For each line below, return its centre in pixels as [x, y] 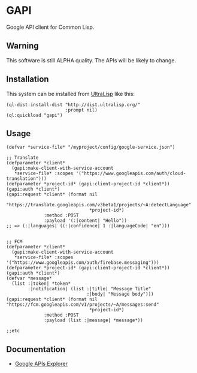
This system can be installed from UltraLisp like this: [71, 94]
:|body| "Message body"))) [120, 294]
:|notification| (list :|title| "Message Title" [90, 289]
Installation [28, 79]
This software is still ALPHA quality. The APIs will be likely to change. [91, 60]
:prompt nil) [81, 110]
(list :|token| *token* [41, 284]
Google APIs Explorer [41, 364]
